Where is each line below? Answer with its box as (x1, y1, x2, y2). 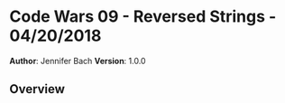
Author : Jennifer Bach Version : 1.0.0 (9, 55, 146, 66)
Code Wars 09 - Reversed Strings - (9, 6, 277, 27)
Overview (9, 81, 66, 97)
